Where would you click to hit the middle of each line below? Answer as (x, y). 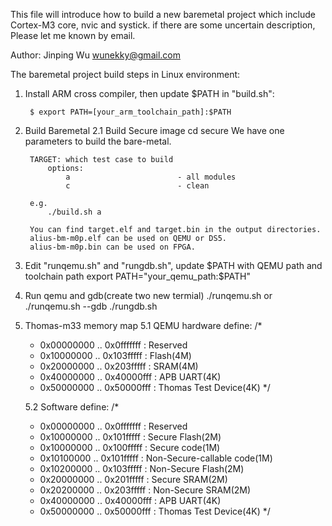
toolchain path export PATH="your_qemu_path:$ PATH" (137, 276)
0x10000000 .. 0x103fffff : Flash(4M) (115, 355)
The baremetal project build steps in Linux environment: (125, 74)
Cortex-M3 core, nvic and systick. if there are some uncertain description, (163, 25)
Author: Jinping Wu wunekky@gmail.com (95, 55)
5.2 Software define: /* (72, 407)
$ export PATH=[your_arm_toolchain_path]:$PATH (130, 112)
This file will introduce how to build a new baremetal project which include (163, 14)
